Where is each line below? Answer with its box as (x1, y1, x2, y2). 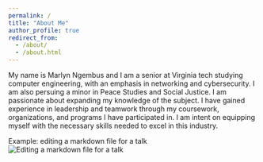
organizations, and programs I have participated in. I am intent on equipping (8, 113, 256, 121)
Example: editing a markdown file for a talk (8, 137, 148, 145)
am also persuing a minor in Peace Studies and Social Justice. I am (8, 87, 227, 96)
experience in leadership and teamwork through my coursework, (8, 104, 219, 114)
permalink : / (8, 11, 51, 20)
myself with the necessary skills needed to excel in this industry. (8, 121, 219, 130)
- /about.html (15, 48, 62, 56)
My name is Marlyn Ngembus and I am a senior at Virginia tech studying (8, 71, 243, 79)
